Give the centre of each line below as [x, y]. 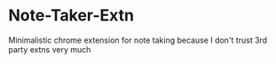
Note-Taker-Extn [71, 16]
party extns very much [50, 49]
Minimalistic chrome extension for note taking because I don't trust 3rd [138, 40]
